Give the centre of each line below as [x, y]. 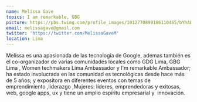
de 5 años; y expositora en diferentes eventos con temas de [79, 80]
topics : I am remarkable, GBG [43, 17]
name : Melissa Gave [30, 11]
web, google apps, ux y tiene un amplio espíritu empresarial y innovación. [96, 93]
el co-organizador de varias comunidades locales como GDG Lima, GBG [93, 62]
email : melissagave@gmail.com [43, 28]
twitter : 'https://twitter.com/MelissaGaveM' [62, 33]
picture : [17, 22]
